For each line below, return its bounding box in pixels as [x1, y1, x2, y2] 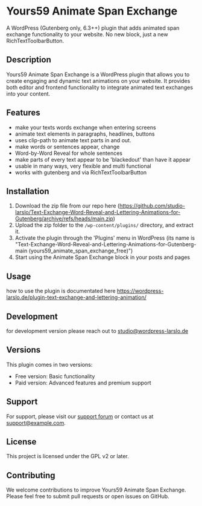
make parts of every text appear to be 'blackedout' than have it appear [14, 156, 191, 163]
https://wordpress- [116, 287, 164, 295]
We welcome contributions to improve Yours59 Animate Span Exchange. [6, 486, 186, 494]
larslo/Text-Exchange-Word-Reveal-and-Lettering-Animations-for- [14, 209, 181, 216]
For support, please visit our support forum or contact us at [6, 413, 154, 420]
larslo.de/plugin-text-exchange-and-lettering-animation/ [6, 294, 147, 301]
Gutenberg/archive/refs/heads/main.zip [14, 215, 113, 222]
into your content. [6, 90, 51, 97]
